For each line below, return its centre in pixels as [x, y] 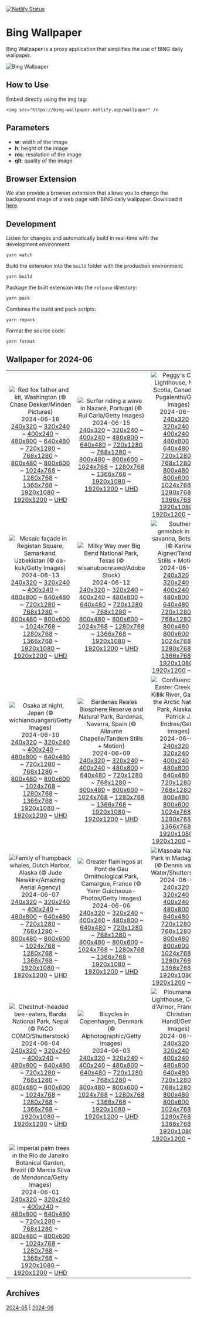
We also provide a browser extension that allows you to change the [87, 193]
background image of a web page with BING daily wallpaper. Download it [94, 199]
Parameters [28, 128]
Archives [23, 1293]
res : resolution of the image [48, 154]
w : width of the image [41, 142]
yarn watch [19, 255]
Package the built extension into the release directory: [72, 288]
